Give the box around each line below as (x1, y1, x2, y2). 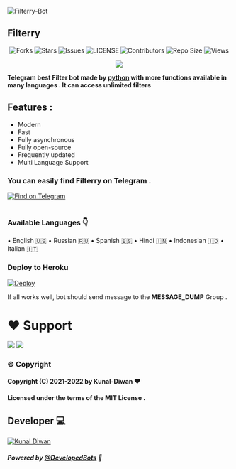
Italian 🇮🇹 (7, 244, 38, 253)
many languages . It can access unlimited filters (7, 80, 151, 89)
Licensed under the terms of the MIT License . (7, 393, 146, 401)
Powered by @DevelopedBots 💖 (7, 453, 103, 462)
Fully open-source (17, 143, 72, 151)
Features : (7, 102, 53, 114)
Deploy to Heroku (7, 263, 69, 273)
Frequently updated (17, 150, 76, 159)
